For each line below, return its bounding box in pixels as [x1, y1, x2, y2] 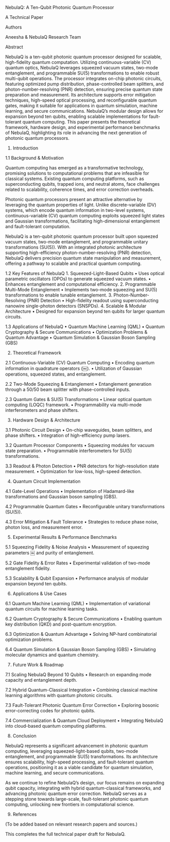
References [12, 811, 37, 817]
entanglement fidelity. [5, 565, 51, 571]
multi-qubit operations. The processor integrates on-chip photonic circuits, [5, 76, 162, 81]
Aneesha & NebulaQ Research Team [5, 34, 81, 40]
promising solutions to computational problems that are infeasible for [5, 170, 150, 176]
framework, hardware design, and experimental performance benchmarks [5, 125, 160, 130]
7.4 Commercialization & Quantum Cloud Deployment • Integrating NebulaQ [5, 717, 163, 724]
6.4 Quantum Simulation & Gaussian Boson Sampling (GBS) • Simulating [5, 647, 156, 652]
